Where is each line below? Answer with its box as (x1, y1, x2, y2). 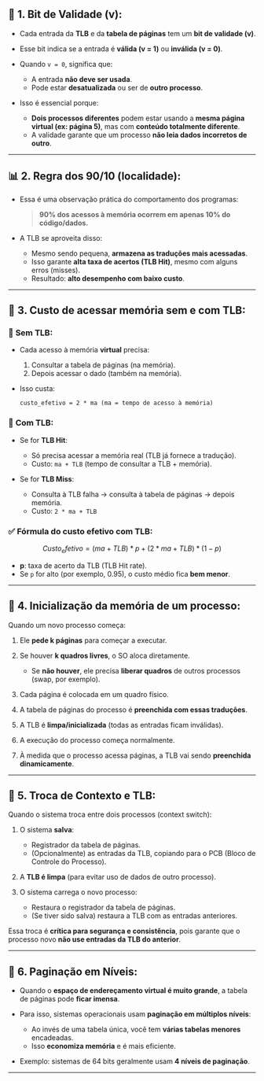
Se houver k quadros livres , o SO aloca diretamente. (19, 651, 190, 660)
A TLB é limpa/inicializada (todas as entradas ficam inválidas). (19, 720, 224, 729)
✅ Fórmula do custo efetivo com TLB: (8, 526, 153, 537)
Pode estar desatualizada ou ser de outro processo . (31, 83, 203, 92)
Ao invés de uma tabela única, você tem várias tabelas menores (31, 1024, 241, 1035)
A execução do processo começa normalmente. (19, 735, 175, 744)
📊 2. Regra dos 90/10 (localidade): (8, 170, 181, 183)
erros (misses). (31, 265, 81, 275)
